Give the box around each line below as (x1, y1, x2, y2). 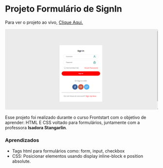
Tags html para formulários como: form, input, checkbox (12, 148, 125, 153)
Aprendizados (5, 137, 39, 144)
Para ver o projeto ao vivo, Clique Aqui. (5, 19, 83, 25)
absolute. (12, 158, 31, 164)
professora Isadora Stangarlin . (5, 125, 67, 131)
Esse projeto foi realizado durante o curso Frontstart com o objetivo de (5, 115, 147, 121)
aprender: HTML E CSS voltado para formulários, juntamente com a (5, 120, 140, 125)
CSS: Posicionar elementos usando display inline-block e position (12, 153, 143, 159)
